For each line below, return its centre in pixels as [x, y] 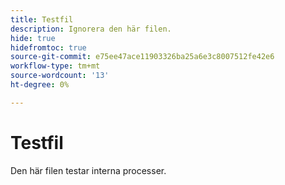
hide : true [33, 38]
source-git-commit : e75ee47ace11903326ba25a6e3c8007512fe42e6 [142, 57]
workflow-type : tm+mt [55, 66]
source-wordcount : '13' [60, 76]
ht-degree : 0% [40, 85]
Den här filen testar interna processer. [88, 170]
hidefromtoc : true [48, 47]
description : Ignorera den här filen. [91, 29]
